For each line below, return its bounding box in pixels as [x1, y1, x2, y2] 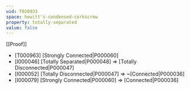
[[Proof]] [6, 41, 27, 48]
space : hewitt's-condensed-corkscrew [6, 14, 98, 20]
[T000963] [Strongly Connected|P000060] [14, 52, 119, 59]
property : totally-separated [6, 19, 77, 25]
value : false [6, 24, 38, 31]
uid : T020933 [6, 8, 38, 15]
